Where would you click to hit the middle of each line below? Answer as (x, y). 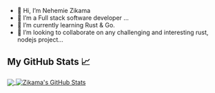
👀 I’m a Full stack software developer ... (73, 18)
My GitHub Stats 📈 (49, 62)
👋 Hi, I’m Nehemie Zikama (54, 11)
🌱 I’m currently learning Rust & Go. (66, 25)
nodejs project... (40, 40)
